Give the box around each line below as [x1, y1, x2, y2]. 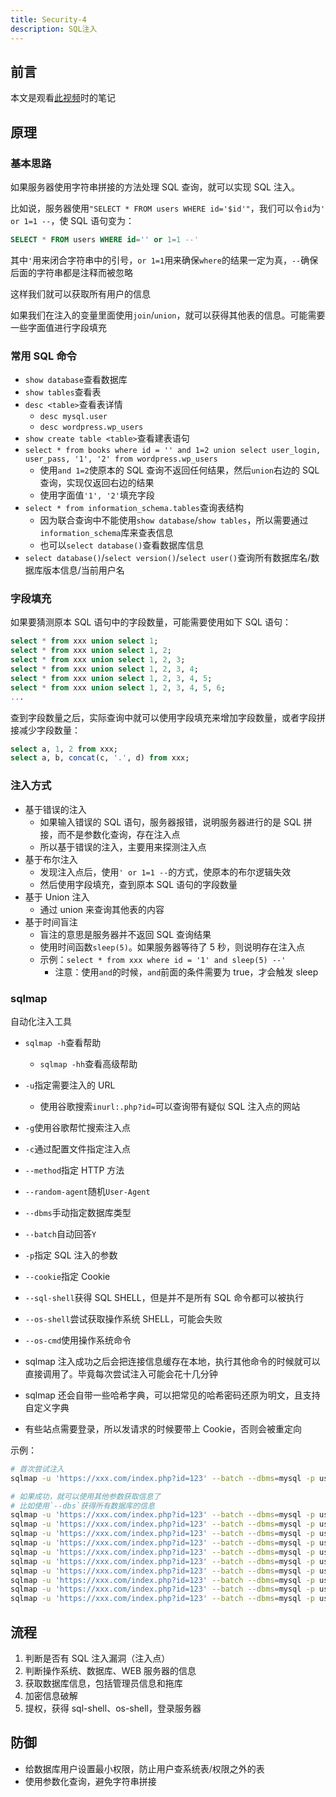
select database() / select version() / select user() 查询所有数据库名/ [24, 552, 312, 564]
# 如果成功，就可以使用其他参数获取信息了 [10, 1491, 162, 1501]
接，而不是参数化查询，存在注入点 [39, 828, 181, 840]
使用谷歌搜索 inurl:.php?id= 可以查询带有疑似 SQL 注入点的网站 [39, 1100, 301, 1112]
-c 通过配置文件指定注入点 [24, 1142, 132, 1155]
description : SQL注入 [10, 24, 98, 34]
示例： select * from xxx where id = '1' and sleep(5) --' [39, 953, 287, 965]
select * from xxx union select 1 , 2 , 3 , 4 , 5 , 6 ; [10, 682, 226, 693]
